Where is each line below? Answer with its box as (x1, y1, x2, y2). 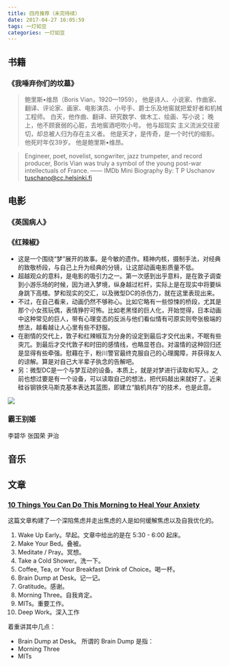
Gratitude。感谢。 (17, 582, 68, 590)
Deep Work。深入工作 (17, 608, 80, 616)
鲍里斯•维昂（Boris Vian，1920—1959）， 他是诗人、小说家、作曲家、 (24, 95, 221, 103)
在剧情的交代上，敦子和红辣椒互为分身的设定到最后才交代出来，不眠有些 (17, 332, 221, 340)
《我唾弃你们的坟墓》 (8, 78, 78, 88)
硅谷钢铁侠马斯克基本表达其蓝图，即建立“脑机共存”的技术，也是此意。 (17, 383, 215, 391)
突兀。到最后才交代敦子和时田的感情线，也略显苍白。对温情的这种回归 (17, 340, 216, 348)
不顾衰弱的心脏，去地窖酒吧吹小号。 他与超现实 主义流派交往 (42, 121, 214, 129)
